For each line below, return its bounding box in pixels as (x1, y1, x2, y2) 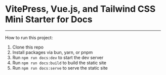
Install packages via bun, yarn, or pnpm (12, 49, 93, 55)
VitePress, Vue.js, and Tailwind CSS (5, 3, 156, 15)
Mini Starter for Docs (5, 14, 93, 25)
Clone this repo (12, 44, 43, 50)
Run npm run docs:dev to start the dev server (12, 54, 104, 60)
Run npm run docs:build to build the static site (12, 60, 107, 66)
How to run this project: (5, 34, 53, 40)
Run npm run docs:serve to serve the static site (12, 65, 108, 71)
